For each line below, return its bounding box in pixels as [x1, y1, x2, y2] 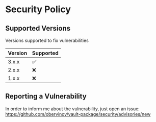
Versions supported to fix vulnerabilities [5, 37, 89, 43]
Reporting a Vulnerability [5, 92, 87, 101]
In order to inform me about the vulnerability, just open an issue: [5, 106, 140, 112]
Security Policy [5, 4, 71, 15]
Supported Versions [5, 24, 70, 33]
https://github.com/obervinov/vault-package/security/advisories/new [5, 111, 151, 117]
